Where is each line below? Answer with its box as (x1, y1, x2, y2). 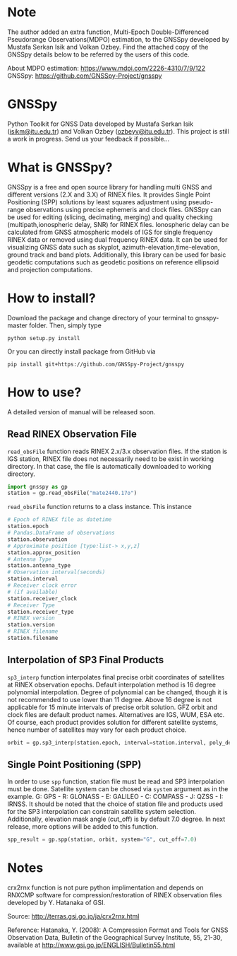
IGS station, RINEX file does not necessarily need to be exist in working (7, 454, 214, 463)
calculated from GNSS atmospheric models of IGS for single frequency (7, 228, 213, 236)
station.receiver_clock (7, 595, 78, 602)
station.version (7, 622, 55, 629)
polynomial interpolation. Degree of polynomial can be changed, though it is (7, 687, 228, 696)
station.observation (7, 535, 68, 543)
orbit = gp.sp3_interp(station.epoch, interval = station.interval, (7, 739, 207, 746)
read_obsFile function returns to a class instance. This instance (7, 503, 192, 511)
